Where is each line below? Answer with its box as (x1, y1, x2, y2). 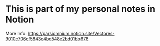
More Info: (5, 30, 27, 36)
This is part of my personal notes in (5, 3, 156, 15)
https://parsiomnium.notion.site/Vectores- (27, 30, 115, 36)
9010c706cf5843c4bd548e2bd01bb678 (5, 36, 89, 42)
